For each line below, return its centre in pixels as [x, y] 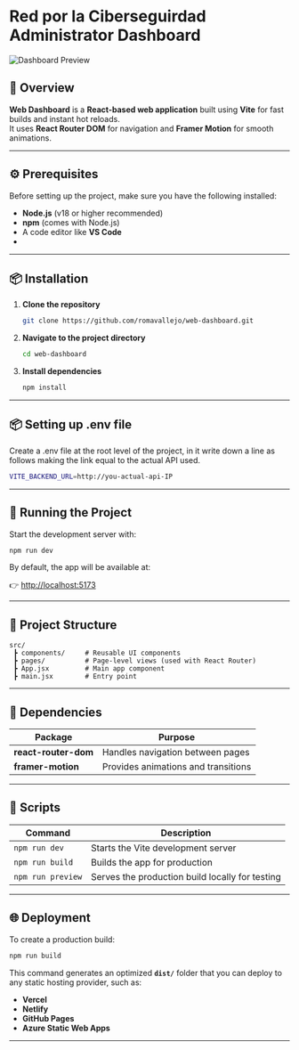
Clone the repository [61, 305]
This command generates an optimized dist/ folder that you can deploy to [146, 973]
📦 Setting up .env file [71, 425]
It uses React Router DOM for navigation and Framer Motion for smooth [141, 128]
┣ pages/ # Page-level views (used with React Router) [134, 661]
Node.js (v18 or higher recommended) [93, 213]
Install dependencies [62, 371]
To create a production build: [62, 939]
